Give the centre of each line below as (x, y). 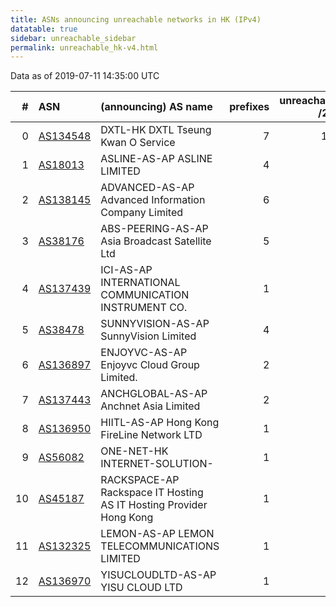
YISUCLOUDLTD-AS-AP (158, 575)
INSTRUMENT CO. (144, 308)
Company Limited (142, 213)
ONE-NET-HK (134, 451)
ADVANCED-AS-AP (147, 188)
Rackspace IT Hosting (152, 493)
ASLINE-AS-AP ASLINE (156, 159)
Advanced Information (153, 200)
